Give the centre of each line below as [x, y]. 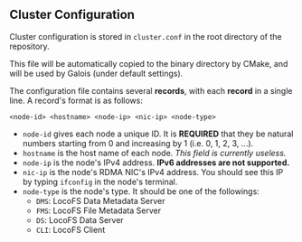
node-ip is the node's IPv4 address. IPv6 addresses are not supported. [156, 163]
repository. [29, 46]
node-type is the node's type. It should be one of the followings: [141, 191]
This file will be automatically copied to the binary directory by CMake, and [149, 63]
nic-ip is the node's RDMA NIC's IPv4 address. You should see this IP [153, 172]
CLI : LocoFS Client [71, 229]
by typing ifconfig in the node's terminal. [100, 181]
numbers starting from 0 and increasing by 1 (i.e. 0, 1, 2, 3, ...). [138, 143]
